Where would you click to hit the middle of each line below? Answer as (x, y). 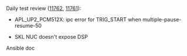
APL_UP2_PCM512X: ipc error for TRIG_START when (78, 19)
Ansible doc (21, 48)
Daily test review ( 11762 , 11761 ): (44, 8)
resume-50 (28, 26)
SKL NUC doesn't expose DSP (51, 37)
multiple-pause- (162, 19)
